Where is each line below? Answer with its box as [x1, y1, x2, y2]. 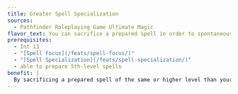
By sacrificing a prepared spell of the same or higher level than [13, 76, 217, 83]
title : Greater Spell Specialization [7, 10, 119, 18]
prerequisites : [7, 37, 52, 44]
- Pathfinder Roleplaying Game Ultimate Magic [13, 23, 154, 30]
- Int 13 [13, 43, 40, 50]
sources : [7, 17, 33, 24]
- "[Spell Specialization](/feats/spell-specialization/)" [13, 57, 192, 64]
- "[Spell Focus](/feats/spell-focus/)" [13, 50, 135, 57]
